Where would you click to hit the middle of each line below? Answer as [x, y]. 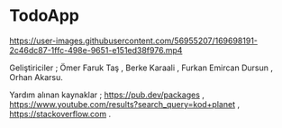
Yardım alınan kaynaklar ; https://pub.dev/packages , [107, 95]
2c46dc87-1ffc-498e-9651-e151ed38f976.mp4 [96, 50]
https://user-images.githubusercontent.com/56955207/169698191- [134, 41]
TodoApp [44, 16]
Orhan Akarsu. [36, 77]
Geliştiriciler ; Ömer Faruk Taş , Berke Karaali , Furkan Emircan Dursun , [141, 68]
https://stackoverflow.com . [60, 114]
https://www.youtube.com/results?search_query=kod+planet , [125, 104]
